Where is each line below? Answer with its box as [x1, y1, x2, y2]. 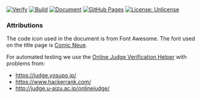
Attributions [6, 21, 44, 29]
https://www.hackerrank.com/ [15, 78, 91, 86]
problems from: [6, 60, 45, 67]
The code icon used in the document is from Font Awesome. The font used [6, 35, 195, 42]
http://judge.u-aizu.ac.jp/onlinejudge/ [15, 85, 110, 92]
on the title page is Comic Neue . [6, 42, 88, 49]
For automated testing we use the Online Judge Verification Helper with [6, 53, 187, 61]
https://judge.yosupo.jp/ [15, 72, 77, 79]
